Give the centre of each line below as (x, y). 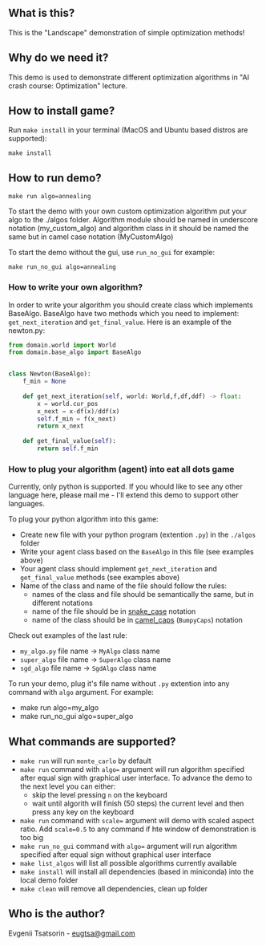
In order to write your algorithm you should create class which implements (131, 305)
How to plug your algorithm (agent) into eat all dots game (121, 469)
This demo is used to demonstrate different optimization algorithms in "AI (129, 77)
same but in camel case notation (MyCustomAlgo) (91, 237)
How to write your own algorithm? (75, 287)
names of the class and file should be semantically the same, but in (143, 595)
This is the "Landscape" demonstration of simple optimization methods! (127, 32)
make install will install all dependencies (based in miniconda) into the (137, 872)
